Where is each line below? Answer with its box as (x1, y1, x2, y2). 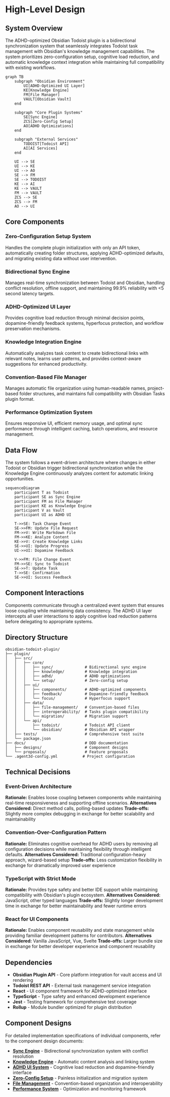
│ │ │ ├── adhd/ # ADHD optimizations (5, 673, 130, 679)
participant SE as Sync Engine (14, 494, 81, 499)
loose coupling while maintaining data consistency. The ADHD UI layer (5, 607, 152, 614)
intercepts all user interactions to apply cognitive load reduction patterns (5, 613, 157, 619)
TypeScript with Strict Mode (5, 875, 76, 882)
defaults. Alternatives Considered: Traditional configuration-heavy (5, 851, 146, 857)
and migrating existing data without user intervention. (5, 255, 117, 261)
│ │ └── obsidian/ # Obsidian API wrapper (5, 727, 135, 732)
